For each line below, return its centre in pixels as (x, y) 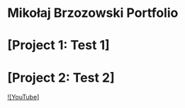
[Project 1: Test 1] (58, 46)
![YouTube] (23, 97)
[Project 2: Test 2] (61, 77)
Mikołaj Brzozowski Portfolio (93, 13)
